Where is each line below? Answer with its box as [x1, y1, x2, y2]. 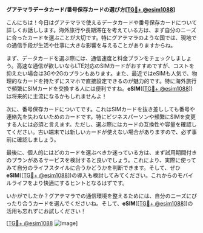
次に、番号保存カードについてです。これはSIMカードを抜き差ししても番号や [6, 106, 196, 113]
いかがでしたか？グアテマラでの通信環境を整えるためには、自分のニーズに [6, 192, 192, 200]
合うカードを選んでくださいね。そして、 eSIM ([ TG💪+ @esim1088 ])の [22, 200, 193, 207]
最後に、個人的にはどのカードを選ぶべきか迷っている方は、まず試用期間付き [6, 149, 197, 156]
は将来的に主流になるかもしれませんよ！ [6, 92, 107, 100]
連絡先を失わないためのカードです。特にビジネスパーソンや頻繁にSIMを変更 [6, 113, 196, 120]
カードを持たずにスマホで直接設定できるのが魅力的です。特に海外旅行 [22, 77, 197, 85]
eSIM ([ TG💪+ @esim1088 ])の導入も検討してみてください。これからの [6, 172, 178, 179]
